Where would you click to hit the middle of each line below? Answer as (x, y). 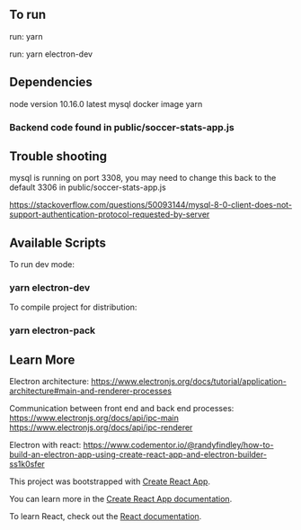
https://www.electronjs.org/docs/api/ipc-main (94, 418)
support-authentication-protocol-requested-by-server (110, 214)
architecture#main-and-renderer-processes (91, 391)
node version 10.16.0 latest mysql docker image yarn (106, 103)
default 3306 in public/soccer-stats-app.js (88, 187)
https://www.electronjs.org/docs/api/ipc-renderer (101, 427)
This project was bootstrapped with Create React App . (110, 481)
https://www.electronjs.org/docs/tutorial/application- (189, 382)
